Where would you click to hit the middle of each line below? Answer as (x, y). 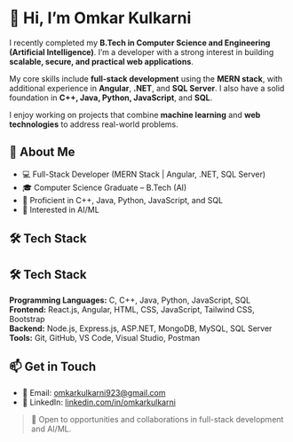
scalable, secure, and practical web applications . (101, 61)
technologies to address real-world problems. (94, 124)
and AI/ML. (51, 429)
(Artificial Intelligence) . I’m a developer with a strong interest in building (142, 51)
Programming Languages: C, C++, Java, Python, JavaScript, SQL (130, 300)
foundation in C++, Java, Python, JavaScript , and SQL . (111, 98)
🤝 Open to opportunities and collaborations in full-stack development (157, 419)
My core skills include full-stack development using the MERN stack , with (146, 78)
